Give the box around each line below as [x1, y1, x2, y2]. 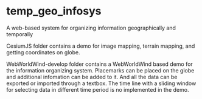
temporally [6, 30, 33, 37]
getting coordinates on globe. [6, 48, 80, 56]
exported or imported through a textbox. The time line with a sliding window [6, 80, 197, 87]
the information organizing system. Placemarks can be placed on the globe [6, 66, 195, 74]
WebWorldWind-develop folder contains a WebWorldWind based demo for [6, 60, 193, 68]
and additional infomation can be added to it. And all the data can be [6, 73, 178, 80]
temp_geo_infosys [6, 4, 102, 18]
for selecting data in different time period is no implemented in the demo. [6, 86, 189, 93]
